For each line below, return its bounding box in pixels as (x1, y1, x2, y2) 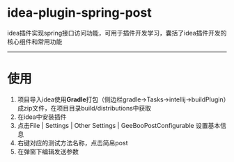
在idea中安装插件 (17, 113, 67, 121)
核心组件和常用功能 (7, 37, 63, 46)
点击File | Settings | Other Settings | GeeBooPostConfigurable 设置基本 (17, 121, 221, 129)
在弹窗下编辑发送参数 (17, 147, 79, 156)
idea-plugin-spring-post (7, 5, 152, 21)
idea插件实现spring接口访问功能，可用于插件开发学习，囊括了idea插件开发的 (7, 29, 227, 37)
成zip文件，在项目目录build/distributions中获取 (17, 104, 152, 112)
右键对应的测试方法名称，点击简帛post (17, 138, 128, 147)
